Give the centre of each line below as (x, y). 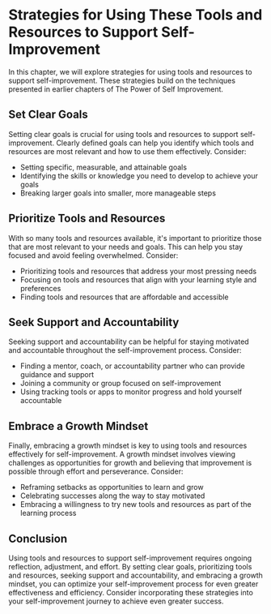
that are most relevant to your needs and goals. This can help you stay (126, 247)
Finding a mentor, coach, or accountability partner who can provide (132, 366)
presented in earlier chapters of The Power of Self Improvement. (116, 89)
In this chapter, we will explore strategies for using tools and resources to (130, 71)
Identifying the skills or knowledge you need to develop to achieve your (139, 175)
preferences (40, 288)
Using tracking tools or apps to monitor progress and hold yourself (131, 392)
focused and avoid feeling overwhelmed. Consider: (93, 255)
